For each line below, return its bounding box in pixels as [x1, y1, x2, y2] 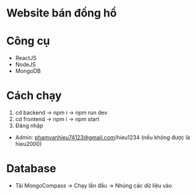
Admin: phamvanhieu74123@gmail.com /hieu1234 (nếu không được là [15, 134, 190, 141]
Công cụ [6, 34, 50, 48]
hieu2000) [15, 141, 42, 148]
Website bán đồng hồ [6, 6, 117, 20]
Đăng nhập [15, 122, 43, 130]
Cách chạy [6, 89, 62, 103]
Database [6, 162, 56, 175]
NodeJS [15, 61, 36, 68]
